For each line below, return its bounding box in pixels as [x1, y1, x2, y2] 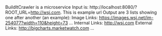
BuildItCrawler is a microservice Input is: [5, 4, 89, 10]
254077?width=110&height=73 [5, 20, 68, 26]
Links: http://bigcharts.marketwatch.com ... [5, 25, 94, 31]
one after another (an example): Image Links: [5, 15, 98, 20]
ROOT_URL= [5, 9, 31, 15]
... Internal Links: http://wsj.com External [69, 20, 152, 26]
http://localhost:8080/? [89, 4, 137, 10]
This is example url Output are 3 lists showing [62, 9, 157, 15]
